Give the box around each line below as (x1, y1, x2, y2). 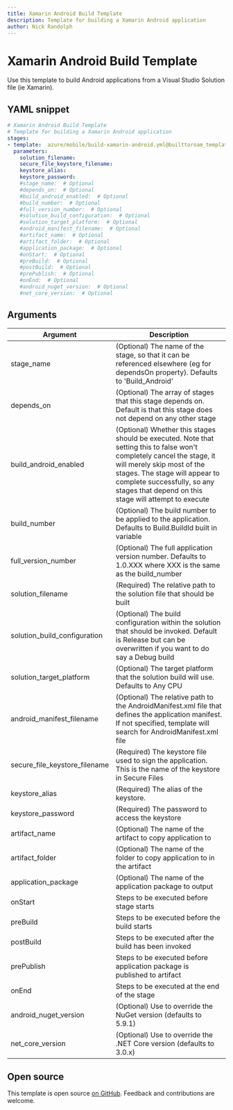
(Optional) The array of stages (115, 387, 215, 397)
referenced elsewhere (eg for (115, 358, 212, 368)
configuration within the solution (115, 618, 221, 627)
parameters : (13, 147, 49, 155)
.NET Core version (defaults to (115, 1038, 215, 1048)
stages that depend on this (115, 486, 203, 495)
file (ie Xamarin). (7, 83, 54, 92)
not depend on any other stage (115, 413, 216, 423)
